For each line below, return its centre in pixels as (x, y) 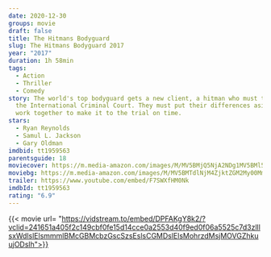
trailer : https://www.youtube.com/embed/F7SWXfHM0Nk (99, 181)
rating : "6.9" (32, 195)
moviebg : (23, 173)
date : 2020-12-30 (38, 16)
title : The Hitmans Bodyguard (59, 38)
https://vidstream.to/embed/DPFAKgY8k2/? (133, 218)
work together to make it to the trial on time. (99, 114)
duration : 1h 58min (41, 61)
